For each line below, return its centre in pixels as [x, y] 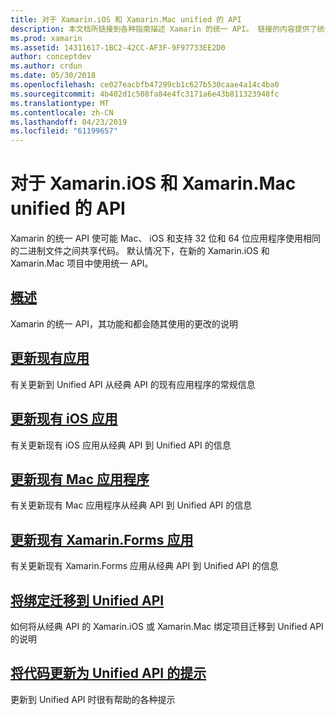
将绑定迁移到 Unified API [87, 600]
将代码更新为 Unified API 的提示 [108, 673]
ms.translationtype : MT [60, 103]
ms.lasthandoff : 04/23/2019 [69, 122]
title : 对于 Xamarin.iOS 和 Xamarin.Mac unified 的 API [126, 19]
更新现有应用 [50, 358]
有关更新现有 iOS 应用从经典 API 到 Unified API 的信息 [121, 445]
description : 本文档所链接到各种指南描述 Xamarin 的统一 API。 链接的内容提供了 [164, 29]
